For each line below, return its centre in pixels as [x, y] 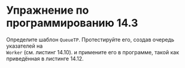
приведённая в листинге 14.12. [45, 58]
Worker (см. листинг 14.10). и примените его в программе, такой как [93, 52]
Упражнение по [48, 10]
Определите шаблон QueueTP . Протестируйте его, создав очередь [90, 39]
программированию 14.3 [72, 23]
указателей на [25, 46]
